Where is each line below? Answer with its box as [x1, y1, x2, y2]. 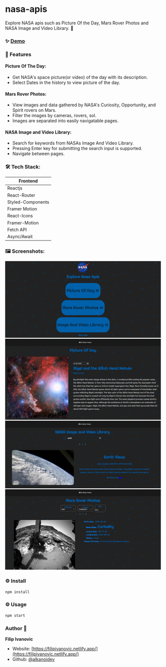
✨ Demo [5, 37, 25, 44]
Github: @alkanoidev [12, 656, 55, 662]
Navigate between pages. [12, 150, 65, 157]
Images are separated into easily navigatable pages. [12, 118, 119, 124]
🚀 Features [5, 51, 32, 58]
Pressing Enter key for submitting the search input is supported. [12, 146, 142, 151]
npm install [5, 590, 30, 594]
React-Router [7, 192, 36, 198]
